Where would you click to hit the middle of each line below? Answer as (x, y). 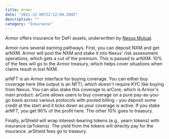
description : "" (22, 19)
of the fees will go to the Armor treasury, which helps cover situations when (84, 64)
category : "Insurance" (29, 24)
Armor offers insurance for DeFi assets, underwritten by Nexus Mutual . (79, 38)
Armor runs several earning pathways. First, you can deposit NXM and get (82, 48)
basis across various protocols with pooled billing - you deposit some (84, 100)
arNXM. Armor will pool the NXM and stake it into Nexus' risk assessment (81, 53)
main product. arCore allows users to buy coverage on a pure (69, 95)
